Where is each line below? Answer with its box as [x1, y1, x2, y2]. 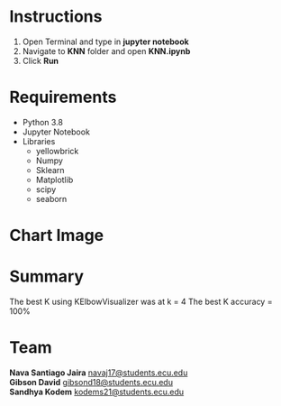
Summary [9, 266, 84, 287]
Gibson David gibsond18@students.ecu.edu [9, 376, 174, 387]
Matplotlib [35, 174, 74, 185]
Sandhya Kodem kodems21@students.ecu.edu [9, 386, 185, 397]
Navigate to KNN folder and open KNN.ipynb [22, 45, 191, 56]
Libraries [22, 135, 56, 146]
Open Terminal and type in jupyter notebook [22, 36, 189, 47]
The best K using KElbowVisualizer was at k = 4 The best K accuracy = [9, 296, 273, 307]
